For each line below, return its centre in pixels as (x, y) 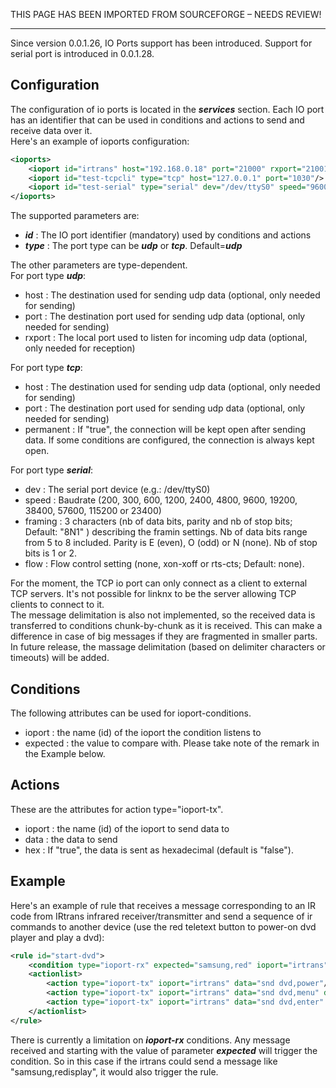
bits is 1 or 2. (51, 553)
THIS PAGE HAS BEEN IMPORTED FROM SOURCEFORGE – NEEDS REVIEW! (166, 14)
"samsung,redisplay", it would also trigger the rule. (114, 1071)
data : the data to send (71, 839)
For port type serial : (52, 470)
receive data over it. (51, 130)
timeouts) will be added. (60, 658)
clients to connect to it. (57, 605)
